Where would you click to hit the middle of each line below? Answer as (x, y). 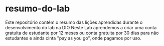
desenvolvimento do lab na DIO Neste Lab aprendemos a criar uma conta (81, 27)
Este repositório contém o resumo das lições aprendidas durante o (74, 22)
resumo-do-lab (38, 9)
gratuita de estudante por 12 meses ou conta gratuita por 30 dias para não (82, 33)
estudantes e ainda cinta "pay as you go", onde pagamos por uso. (73, 38)
